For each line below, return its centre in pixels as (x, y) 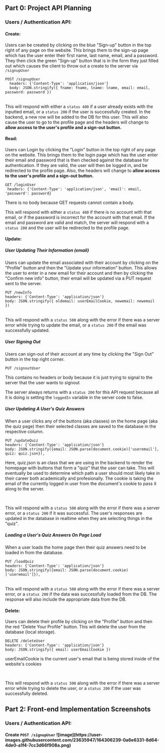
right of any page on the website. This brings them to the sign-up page (77, 50)
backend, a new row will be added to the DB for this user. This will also (77, 117)
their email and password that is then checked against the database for (77, 160)
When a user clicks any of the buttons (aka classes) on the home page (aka (82, 421)
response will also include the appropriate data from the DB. (66, 599)
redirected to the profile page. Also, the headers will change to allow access (82, 170)
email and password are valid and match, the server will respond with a (77, 222)
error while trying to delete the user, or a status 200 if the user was (73, 688)
